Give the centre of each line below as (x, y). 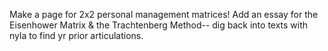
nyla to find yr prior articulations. (76, 35)
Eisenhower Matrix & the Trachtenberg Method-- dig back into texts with (159, 25)
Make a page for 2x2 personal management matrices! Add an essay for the (164, 14)
